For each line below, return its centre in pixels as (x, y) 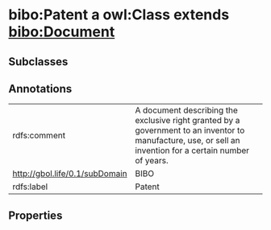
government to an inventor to (190, 130)
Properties (35, 215)
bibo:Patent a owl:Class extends (119, 15)
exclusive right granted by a (188, 121)
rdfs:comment (39, 136)
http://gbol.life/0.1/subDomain (70, 174)
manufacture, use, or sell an (188, 141)
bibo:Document (62, 32)
